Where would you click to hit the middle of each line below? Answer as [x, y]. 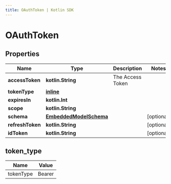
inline [52, 91]
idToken [18, 133]
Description [127, 68]
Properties [22, 54]
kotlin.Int [56, 100]
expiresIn [19, 100]
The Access [127, 77]
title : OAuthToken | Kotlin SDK [39, 10]
